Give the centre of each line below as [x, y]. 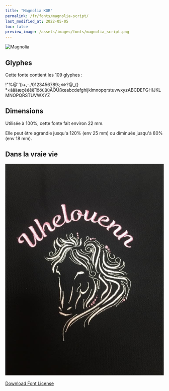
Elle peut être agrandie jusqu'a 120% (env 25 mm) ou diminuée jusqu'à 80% [84, 133]
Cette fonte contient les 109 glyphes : [44, 75]
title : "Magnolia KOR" [29, 11]
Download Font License [30, 383]
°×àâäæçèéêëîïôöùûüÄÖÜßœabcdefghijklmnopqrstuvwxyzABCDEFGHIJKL [83, 90]
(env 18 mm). [19, 138]
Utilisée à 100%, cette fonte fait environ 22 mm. [55, 123]
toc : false [17, 27]
